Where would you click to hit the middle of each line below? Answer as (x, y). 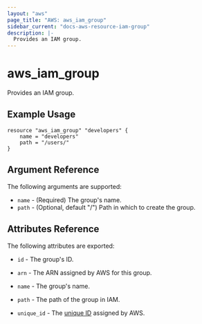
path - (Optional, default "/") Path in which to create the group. (106, 207)
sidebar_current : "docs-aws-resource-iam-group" (79, 26)
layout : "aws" (28, 13)
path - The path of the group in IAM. (68, 299)
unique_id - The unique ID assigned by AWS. (81, 313)
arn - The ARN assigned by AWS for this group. (84, 272)
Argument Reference (53, 170)
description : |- (30, 33)
